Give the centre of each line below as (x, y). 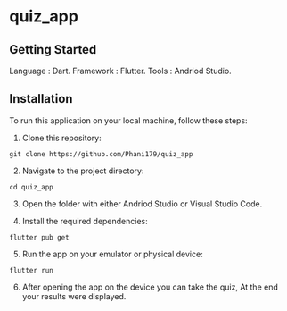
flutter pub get (39, 237)
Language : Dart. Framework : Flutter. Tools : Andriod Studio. (120, 71)
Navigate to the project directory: (83, 171)
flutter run (31, 270)
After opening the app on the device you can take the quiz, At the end (150, 287)
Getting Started (53, 50)
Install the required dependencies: (85, 221)
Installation (41, 99)
